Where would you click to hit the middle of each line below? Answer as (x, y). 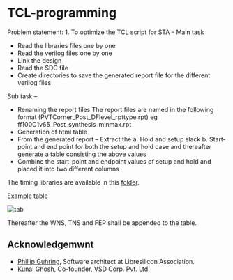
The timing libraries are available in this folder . (73, 182)
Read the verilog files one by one (65, 53)
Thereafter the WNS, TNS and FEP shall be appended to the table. (102, 223)
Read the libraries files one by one (67, 45)
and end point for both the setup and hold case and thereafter (122, 146)
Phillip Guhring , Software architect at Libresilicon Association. (106, 261)
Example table (28, 196)
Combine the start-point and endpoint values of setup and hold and (114, 161)
